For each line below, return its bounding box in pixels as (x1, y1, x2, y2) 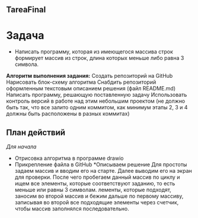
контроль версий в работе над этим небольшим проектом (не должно (6, 97, 186, 105)
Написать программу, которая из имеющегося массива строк (14, 48, 174, 55)
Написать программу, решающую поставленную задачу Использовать (6, 91, 187, 99)
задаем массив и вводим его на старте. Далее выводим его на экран (14, 168, 192, 175)
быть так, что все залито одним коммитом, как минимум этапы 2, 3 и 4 (6, 104, 188, 111)
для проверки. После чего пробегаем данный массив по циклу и (14, 173, 180, 181)
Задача (6, 29, 44, 42)
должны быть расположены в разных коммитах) (6, 110, 130, 118)
